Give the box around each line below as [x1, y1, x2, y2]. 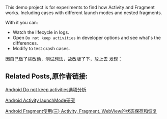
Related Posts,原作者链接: [5, 72, 88, 81]
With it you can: [5, 20, 38, 25]
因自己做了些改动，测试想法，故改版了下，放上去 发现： [5, 56, 123, 62]
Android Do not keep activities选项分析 [5, 86, 87, 93]
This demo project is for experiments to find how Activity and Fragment [5, 5, 155, 10]
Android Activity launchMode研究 [5, 97, 75, 103]
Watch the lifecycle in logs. [12, 29, 70, 35]
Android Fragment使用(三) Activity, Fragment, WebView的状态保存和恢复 [5, 108, 157, 114]
